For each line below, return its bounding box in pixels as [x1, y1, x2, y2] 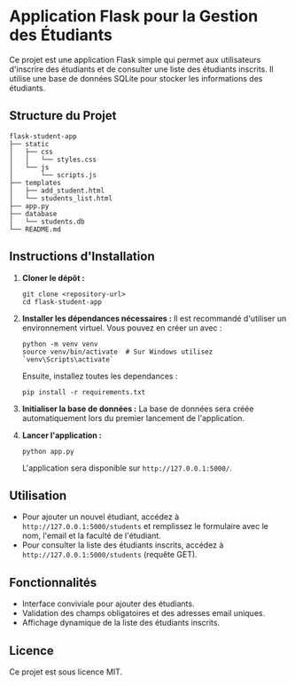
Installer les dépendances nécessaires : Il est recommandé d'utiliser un [21, 313, 287, 324]
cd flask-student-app [21, 297, 102, 307]
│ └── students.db [9, 217, 86, 226]
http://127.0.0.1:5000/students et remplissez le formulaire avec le [21, 521, 268, 532]
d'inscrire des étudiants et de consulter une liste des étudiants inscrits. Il [9, 64, 274, 74]
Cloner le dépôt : [21, 272, 85, 283]
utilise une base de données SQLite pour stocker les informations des [9, 73, 263, 83]
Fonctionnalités [9, 574, 97, 590]
